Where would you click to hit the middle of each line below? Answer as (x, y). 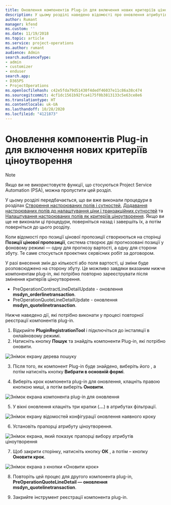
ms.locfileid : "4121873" (32, 114)
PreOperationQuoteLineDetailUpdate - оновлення (65, 300)
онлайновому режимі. (37, 336)
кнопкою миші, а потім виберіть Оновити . (58, 387)
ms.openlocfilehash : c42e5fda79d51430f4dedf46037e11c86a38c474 (74, 90)
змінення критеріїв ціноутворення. (43, 279)
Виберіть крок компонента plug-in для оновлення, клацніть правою (86, 381)
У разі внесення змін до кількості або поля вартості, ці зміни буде (77, 263)
